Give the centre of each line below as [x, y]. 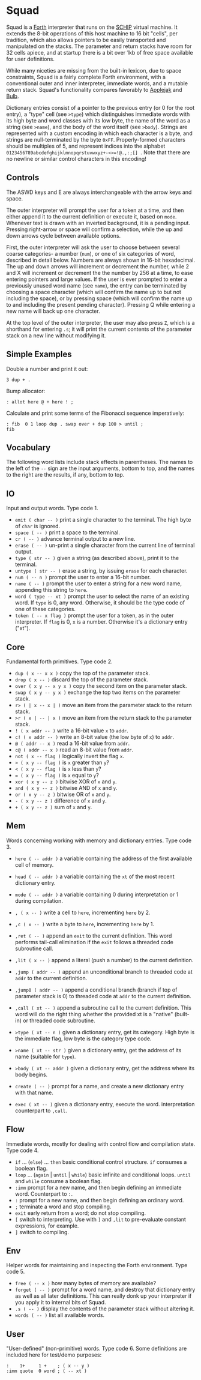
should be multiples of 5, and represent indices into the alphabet [86, 146]
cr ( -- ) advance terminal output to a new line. [75, 539]
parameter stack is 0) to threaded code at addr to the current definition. [103, 996]
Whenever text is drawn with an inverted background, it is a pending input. [98, 223]
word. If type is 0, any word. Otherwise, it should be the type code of [100, 603]
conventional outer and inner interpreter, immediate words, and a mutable [97, 83]
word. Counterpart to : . [44, 1194]
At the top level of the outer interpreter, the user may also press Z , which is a [100, 322]
